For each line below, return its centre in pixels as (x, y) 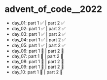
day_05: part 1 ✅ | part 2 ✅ (39, 45)
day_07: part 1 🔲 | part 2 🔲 (37, 56)
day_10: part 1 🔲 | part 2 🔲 (37, 72)
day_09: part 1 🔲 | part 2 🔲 (38, 67)
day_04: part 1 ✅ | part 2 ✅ (39, 40)
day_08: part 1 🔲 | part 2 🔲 (38, 61)
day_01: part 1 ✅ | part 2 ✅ (38, 23)
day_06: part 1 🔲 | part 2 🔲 (38, 51)
